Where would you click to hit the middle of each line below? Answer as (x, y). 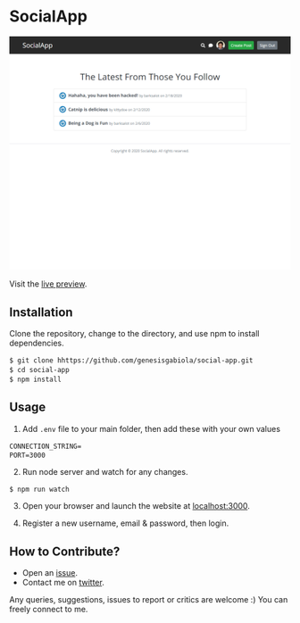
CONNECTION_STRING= (46, 446)
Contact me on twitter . (63, 583)
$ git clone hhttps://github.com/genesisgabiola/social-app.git (131, 361)
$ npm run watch (39, 489)
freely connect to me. (49, 610)
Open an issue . (50, 573)
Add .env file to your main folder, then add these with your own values (151, 428)
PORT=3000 (28, 455)
